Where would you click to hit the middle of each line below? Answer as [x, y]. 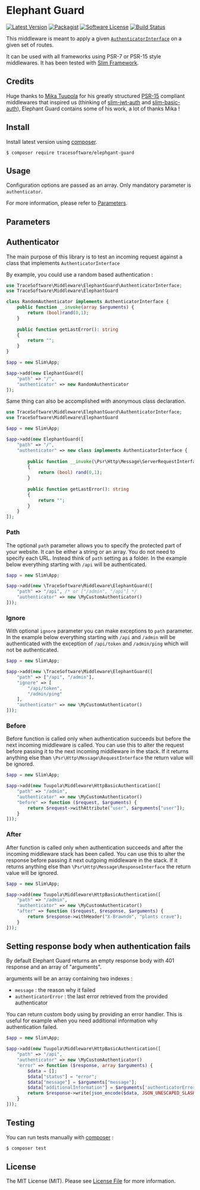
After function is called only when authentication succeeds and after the [95, 847]
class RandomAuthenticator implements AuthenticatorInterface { [87, 302]
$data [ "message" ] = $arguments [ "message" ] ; [82, 1082]
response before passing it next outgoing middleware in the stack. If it [92, 860]
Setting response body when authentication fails [99, 947]
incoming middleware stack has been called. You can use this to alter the [96, 853]
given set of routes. [30, 45]
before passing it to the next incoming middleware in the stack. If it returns [97, 751]
